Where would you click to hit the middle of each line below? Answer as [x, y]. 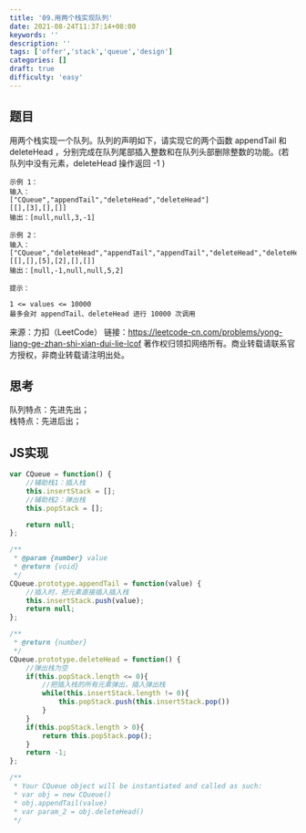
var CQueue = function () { [61, 474]
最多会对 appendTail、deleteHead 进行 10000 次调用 [102, 314]
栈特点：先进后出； [46, 422]
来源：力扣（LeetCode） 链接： [69, 332]
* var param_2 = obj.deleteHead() [79, 812]
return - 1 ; [46, 753]
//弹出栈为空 [47, 668]
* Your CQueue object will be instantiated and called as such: [138, 786]
